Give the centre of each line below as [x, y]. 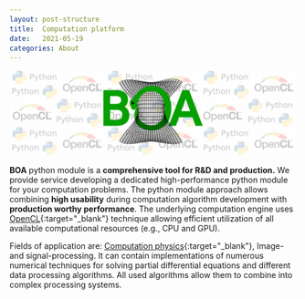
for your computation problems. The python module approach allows [139, 189]
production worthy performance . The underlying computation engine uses [152, 209]
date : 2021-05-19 [47, 38]
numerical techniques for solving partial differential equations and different [150, 265]
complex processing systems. [66, 284]
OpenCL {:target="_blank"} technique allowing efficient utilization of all [142, 218]
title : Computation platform [67, 29]
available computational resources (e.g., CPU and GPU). [115, 228]
